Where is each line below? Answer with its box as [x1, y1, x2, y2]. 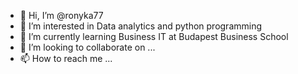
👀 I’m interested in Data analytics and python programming [19, 20, 263, 32]
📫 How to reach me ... [19, 53, 113, 64]
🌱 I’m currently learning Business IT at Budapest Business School [19, 31, 289, 42]
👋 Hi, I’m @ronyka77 [19, 10, 104, 21]
